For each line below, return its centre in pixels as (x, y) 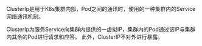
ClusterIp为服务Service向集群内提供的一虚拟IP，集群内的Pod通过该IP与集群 (101, 29)
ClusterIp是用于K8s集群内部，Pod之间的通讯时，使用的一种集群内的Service (101, 9)
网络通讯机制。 (25, 16)
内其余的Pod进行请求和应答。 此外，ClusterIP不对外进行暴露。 (85, 37)
